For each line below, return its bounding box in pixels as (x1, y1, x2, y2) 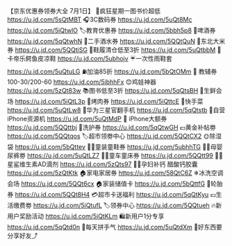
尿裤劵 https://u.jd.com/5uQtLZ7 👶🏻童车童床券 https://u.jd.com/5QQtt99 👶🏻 (7, 152, 224, 159)
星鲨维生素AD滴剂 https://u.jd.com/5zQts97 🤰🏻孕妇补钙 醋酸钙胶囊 (7, 160, 198, 168)
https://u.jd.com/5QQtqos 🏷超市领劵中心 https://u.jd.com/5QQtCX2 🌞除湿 (7, 132, 222, 140)
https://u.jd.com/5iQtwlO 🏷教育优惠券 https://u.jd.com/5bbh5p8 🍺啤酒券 (7, 26, 216, 34)
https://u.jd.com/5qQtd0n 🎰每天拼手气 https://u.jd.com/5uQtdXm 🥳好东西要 (7, 223, 223, 231)
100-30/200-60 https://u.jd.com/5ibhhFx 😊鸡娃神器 (7, 78, 157, 86)
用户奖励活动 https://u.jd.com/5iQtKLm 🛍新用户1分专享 (7, 212, 165, 220)
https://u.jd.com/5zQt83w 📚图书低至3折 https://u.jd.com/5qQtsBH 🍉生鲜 (7, 87, 217, 94)
